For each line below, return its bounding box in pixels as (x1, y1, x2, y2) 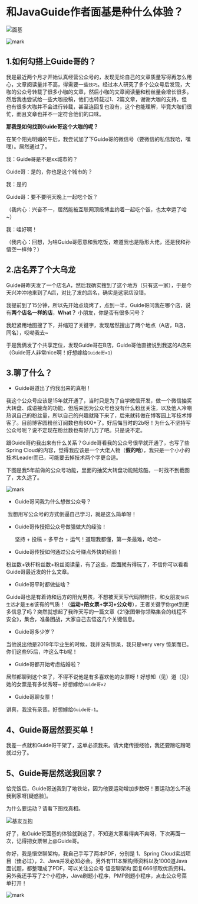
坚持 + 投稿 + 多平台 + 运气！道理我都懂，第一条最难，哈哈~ (14, 536, 161, 543)
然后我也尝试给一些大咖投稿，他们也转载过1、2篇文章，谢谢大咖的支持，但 (6, 95, 187, 102)
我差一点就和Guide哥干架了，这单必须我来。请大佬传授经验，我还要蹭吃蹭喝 (6, 742, 191, 749)
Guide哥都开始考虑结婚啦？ (14, 661, 81, 668)
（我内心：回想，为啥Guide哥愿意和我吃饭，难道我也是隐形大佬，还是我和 (6, 238, 186, 246)
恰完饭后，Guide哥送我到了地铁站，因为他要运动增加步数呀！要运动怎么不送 (6, 785, 191, 792)
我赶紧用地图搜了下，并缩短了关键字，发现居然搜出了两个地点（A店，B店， (6, 321, 189, 328)
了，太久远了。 (6, 474, 42, 481)
